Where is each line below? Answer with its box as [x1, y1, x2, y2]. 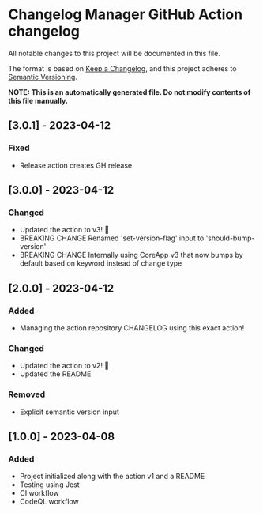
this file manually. [8, 96, 69, 105]
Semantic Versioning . [8, 72, 77, 81]
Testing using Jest [19, 480, 81, 489]
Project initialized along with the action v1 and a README [19, 472, 205, 481]
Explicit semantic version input [19, 407, 120, 417]
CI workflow [19, 488, 59, 498]
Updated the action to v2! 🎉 [19, 361, 110, 371]
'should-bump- [205, 233, 255, 243]
